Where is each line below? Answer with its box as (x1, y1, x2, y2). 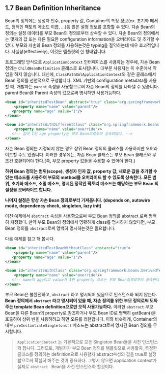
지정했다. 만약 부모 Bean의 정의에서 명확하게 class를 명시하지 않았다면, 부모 (10, 219, 156, 225)
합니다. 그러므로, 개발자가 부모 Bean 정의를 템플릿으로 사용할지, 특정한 (22, 345, 157, 351)
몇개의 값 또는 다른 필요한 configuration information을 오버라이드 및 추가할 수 (10, 36, 160, 42)
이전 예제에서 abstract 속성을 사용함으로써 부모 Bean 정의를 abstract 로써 (5, 213, 148, 219)
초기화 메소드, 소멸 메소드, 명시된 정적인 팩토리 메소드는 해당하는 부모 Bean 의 (11, 180, 159, 186)
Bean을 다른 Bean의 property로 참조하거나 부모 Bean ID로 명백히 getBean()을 (5, 310, 156, 316)
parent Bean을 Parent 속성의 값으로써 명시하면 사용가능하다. (5, 90, 122, 96)
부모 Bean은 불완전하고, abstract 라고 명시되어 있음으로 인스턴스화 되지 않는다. (5, 291, 158, 297)
